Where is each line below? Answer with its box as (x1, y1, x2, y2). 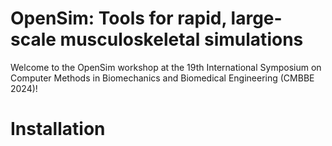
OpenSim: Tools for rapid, (10, 7, 227, 30)
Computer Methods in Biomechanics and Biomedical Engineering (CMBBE (10, 72, 315, 84)
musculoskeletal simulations (59, 28, 304, 51)
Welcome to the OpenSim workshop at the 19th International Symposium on (10, 61, 322, 73)
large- (230, 7, 283, 30)
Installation (10, 118, 106, 141)
